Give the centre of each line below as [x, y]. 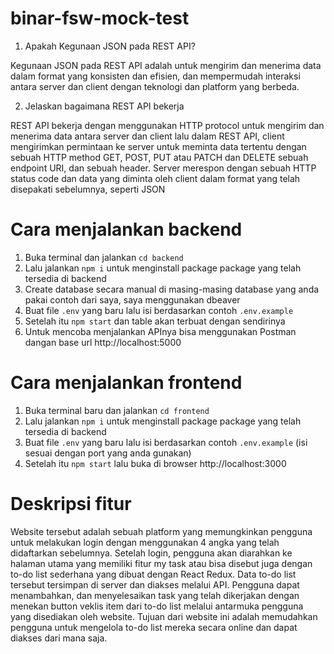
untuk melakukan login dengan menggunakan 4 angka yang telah [145, 542]
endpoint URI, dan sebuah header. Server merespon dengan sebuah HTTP [163, 168]
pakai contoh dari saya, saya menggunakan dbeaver [132, 299]
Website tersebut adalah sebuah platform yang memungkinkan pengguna [161, 531]
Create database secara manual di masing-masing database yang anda [172, 289]
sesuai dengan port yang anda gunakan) [108, 453]
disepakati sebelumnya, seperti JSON [88, 189]
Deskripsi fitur [71, 504]
